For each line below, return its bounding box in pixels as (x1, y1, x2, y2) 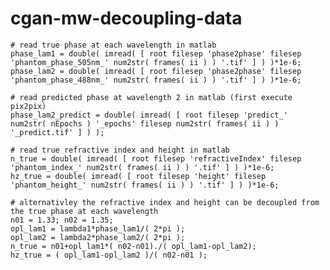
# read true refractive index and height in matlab (10, 145, 230, 155)
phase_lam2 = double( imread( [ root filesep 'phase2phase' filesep (10, 66, 302, 76)
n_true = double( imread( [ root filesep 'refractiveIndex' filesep (10, 153, 302, 164)
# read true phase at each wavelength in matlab (10, 40, 217, 50)
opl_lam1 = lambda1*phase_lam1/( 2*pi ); (10, 223, 186, 234)
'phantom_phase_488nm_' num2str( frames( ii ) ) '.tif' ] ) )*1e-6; (10, 75, 302, 85)
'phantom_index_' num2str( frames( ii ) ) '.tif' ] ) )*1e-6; (10, 162, 275, 172)
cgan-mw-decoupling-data (10, 7, 243, 30)
